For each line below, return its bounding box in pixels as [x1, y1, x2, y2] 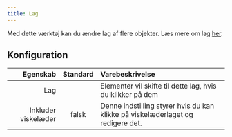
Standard [62, 70, 95, 80]
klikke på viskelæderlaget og [100, 110, 193, 120]
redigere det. [100, 118, 142, 128]
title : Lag [7, 10, 39, 17]
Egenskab [22, 70, 57, 80]
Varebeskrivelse [100, 70, 155, 80]
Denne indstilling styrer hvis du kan [100, 101, 215, 111]
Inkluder [29, 105, 57, 115]
